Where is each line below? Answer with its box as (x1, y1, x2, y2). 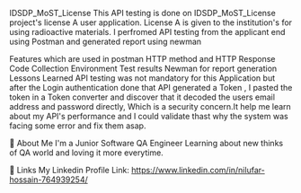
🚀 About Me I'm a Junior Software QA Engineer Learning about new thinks (9, 138, 284, 148)
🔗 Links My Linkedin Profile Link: (9, 165, 130, 175)
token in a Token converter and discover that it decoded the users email (9, 92, 276, 102)
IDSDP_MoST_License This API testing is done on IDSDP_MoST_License (9, 8, 276, 18)
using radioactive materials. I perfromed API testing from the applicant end (9, 27, 286, 37)
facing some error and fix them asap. (9, 120, 146, 131)
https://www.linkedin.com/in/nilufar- (131, 165, 265, 175)
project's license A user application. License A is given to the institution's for (9, 17, 293, 28)
